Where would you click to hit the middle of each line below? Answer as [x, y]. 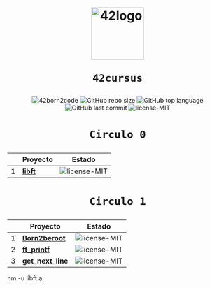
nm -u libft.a [25, 278]
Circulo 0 [118, 135]
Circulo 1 [118, 201]
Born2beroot [44, 238]
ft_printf [36, 250]
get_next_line [45, 261]
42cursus [118, 79]
